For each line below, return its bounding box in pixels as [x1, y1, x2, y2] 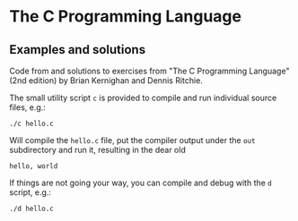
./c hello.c [9, 119, 54, 128]
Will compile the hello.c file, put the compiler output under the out [9, 135, 256, 145]
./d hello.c [9, 204, 54, 213]
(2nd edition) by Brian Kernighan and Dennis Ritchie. [9, 75, 204, 86]
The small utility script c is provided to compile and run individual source [9, 92, 277, 103]
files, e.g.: [9, 102, 47, 113]
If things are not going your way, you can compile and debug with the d [9, 177, 272, 188]
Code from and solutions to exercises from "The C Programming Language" [9, 65, 290, 76]
